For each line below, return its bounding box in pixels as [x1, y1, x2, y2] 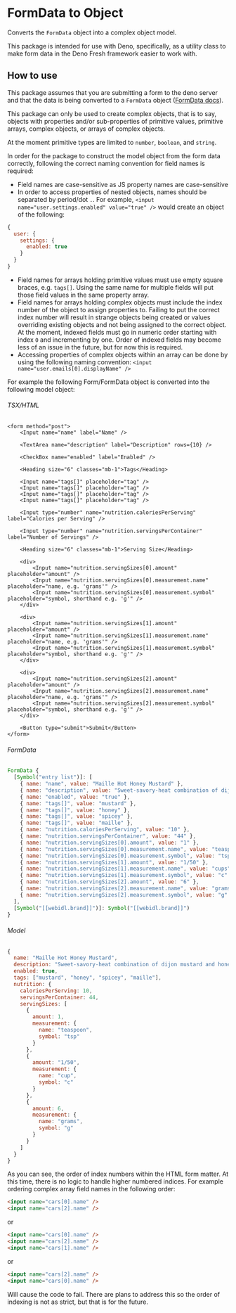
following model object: [7, 385, 75, 393]
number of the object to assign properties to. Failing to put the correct [17, 305, 220, 314]
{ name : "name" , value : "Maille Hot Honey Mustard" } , [20, 781, 184, 788]
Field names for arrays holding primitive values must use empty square [17, 276, 223, 284]
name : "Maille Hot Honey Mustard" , [13, 954, 118, 961]
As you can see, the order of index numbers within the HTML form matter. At [7, 1170, 229, 1179]
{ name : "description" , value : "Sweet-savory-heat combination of [20, 786, 218, 794]
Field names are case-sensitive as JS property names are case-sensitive [17, 180, 228, 188]
